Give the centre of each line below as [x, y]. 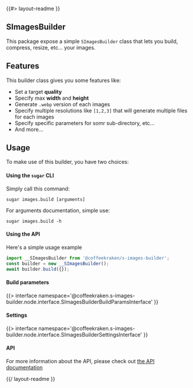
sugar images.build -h [34, 221]
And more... [29, 129]
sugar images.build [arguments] [46, 199]
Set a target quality [38, 91]
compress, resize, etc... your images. [51, 47]
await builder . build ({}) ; [38, 269]
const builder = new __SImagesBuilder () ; [58, 264]
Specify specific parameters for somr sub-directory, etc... [84, 123]
